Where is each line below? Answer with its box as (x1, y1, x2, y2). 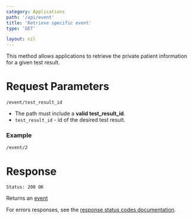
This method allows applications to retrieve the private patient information (6, 53, 188, 60)
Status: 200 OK (6, 184, 44, 190)
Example (6, 131, 32, 139)
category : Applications (6, 8, 66, 15)
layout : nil (6, 36, 36, 42)
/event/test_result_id (6, 100, 63, 106)
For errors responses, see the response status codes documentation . (6, 206, 176, 214)
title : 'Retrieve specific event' (6, 20, 92, 26)
